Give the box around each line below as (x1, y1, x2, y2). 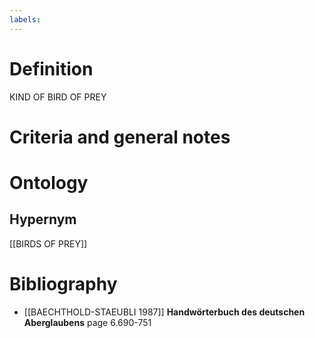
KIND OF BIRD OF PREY (9, 91, 107, 103)
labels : (9, 14, 42, 25)
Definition (9, 57, 94, 80)
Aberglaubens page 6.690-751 (23, 316, 152, 328)
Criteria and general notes (9, 126, 231, 148)
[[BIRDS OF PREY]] (9, 237, 88, 250)
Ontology (9, 171, 89, 194)
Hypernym (9, 211, 77, 228)
